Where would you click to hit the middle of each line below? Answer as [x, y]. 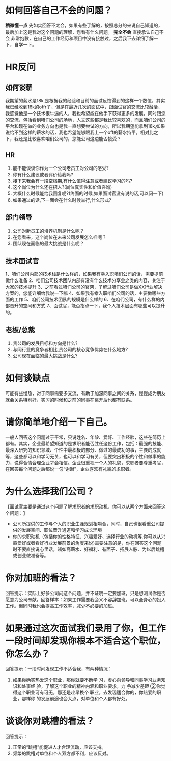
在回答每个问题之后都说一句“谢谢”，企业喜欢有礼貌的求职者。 [70, 469]
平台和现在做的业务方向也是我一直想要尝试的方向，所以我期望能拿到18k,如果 [85, 126]
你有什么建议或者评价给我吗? [43, 174]
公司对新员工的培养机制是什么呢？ [48, 231]
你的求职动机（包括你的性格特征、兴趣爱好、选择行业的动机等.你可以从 [87, 537]
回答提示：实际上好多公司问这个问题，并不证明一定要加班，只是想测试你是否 [85, 593]
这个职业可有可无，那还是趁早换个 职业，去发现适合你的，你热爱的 [87, 692]
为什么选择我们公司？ [50, 491]
